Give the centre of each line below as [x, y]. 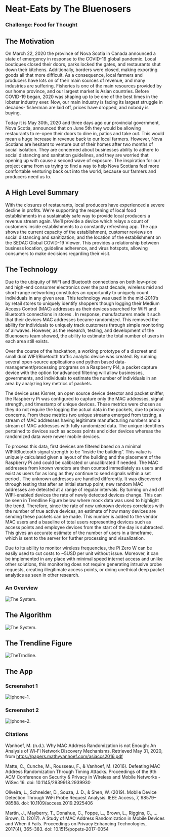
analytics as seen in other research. [42, 575]
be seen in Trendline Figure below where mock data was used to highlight [82, 500]
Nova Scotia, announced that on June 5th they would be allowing [73, 128]
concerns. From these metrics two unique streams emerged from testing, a [83, 415]
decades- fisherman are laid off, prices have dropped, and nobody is [77, 107]
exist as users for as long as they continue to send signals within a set [78, 473]
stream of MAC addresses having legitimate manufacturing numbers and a [83, 420]
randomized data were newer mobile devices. [53, 436]
